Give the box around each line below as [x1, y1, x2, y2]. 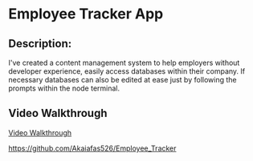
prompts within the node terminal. [8, 83, 120, 93]
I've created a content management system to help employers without [8, 58, 240, 67]
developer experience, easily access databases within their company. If [8, 66, 246, 76]
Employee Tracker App [8, 5, 164, 23]
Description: [8, 37, 72, 50]
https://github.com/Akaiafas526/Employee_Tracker [8, 143, 177, 153]
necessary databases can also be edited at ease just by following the [8, 75, 237, 84]
